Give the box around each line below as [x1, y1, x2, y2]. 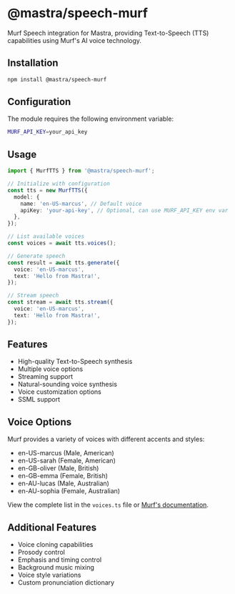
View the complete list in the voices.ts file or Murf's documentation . [7, 500, 209, 509]
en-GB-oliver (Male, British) [17, 464, 99, 472]
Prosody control [17, 548, 66, 557]
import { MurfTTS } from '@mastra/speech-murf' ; [7, 167, 155, 174]
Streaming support [17, 372, 74, 381]
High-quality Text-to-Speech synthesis [17, 357, 133, 366]
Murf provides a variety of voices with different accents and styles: [7, 435, 205, 444]
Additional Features [7, 521, 97, 533]
